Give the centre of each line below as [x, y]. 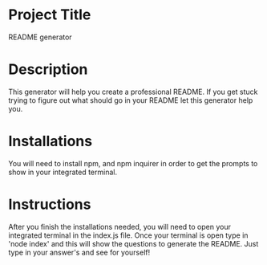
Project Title [50, 15]
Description [48, 69]
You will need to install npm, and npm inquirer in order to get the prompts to [133, 163]
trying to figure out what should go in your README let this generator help [131, 100]
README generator [40, 37]
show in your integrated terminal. [63, 172]
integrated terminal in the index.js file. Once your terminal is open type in [128, 235]
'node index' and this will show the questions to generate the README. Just [133, 243]
